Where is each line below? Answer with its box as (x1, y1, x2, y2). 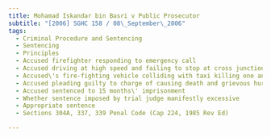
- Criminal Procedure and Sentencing (15, 34, 143, 43)
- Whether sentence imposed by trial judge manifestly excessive (15, 94, 240, 102)
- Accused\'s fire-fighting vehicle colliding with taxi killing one (15, 72, 254, 80)
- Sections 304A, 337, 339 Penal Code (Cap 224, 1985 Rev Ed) (15, 110, 229, 118)
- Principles (15, 49, 60, 57)
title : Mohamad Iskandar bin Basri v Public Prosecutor (8, 11, 200, 20)
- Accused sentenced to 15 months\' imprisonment (15, 86, 186, 95)
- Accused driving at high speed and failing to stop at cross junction (15, 64, 265, 73)
